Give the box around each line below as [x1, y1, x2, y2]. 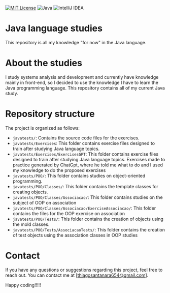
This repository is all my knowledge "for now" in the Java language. [5, 39, 147, 45]
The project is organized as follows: [5, 125, 80, 131]
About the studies [5, 57, 83, 69]
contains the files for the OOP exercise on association [12, 210, 125, 216]
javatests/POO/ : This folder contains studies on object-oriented [12, 172, 146, 179]
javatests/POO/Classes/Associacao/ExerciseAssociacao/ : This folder [12, 205, 156, 211]
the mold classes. [12, 221, 50, 227]
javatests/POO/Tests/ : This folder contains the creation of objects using [12, 216, 164, 222]
